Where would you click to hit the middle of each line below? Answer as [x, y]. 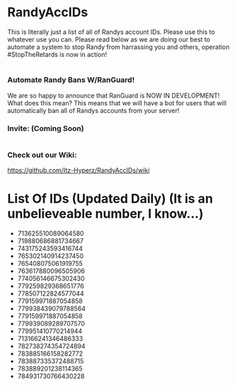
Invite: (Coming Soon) [46, 129]
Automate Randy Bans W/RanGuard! [71, 80]
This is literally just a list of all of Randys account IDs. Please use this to [111, 32]
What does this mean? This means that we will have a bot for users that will [117, 103]
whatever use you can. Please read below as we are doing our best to [109, 39]
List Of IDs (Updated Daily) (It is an [110, 199]
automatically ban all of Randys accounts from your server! [93, 110]
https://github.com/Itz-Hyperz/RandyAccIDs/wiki [79, 170]
